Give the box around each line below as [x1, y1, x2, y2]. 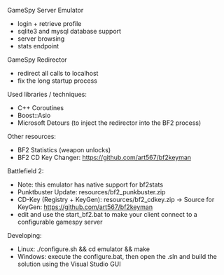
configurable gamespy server [17, 217, 103, 226]
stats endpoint [17, 42, 59, 50]
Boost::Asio [17, 112, 51, 119]
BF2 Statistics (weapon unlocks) [17, 146, 111, 154]
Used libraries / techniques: [7, 90, 87, 98]
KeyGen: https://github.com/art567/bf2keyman [17, 203, 153, 211]
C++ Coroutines [17, 104, 64, 112]
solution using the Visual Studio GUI [17, 260, 121, 268]
